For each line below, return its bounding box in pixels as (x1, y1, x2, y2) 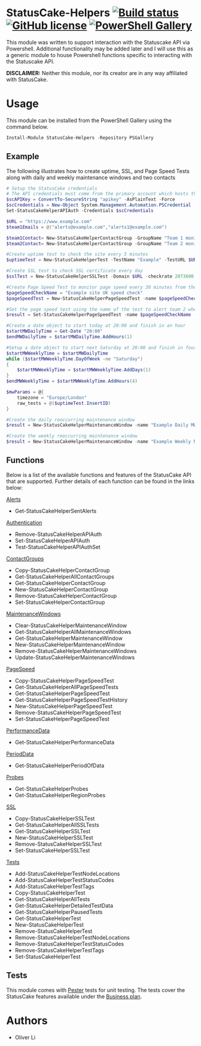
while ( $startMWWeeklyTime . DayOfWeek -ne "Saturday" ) (6, 356, 144, 362)
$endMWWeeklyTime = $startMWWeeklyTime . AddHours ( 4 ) (6, 379, 138, 385)
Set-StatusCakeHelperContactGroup (14, 598, 105, 606)
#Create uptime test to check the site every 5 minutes (6, 251, 148, 258)
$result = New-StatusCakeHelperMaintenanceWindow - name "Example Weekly (6, 439, 191, 445)
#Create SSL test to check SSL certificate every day (6, 268, 144, 274)
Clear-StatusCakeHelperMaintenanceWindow (14, 622, 127, 629)
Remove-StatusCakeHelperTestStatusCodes (14, 940, 124, 947)
